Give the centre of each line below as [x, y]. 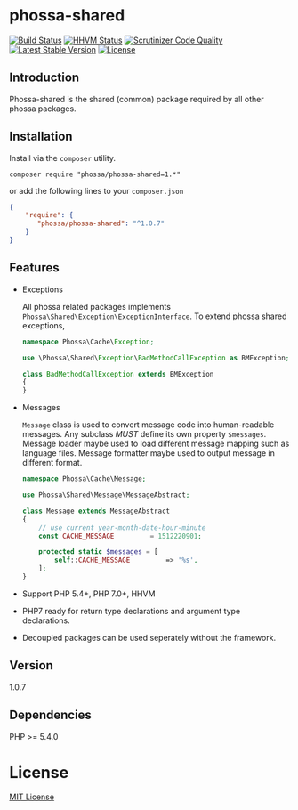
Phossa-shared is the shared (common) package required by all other [137, 99]
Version [31, 665]
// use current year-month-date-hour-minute [122, 527]
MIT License [32, 797]
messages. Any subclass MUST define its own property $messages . [144, 434]
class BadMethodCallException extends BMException [118, 374]
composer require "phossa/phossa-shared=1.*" [95, 174]
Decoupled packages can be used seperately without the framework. [149, 637]
